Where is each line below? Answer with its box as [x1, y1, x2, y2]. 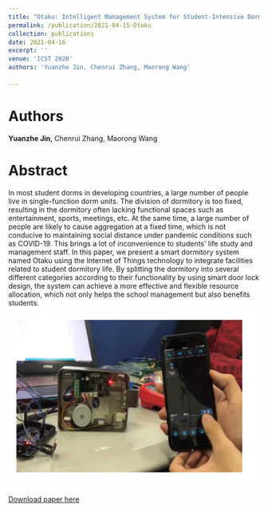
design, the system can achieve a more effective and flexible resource [8, 281, 239, 290]
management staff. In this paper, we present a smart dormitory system [8, 247, 239, 257]
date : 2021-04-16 [8, 38, 66, 46]
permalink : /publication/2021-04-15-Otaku [8, 21, 152, 30]
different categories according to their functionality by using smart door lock [8, 272, 260, 282]
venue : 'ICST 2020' [8, 55, 73, 63]
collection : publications [8, 30, 94, 37]
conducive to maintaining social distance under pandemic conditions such [8, 230, 253, 239]
